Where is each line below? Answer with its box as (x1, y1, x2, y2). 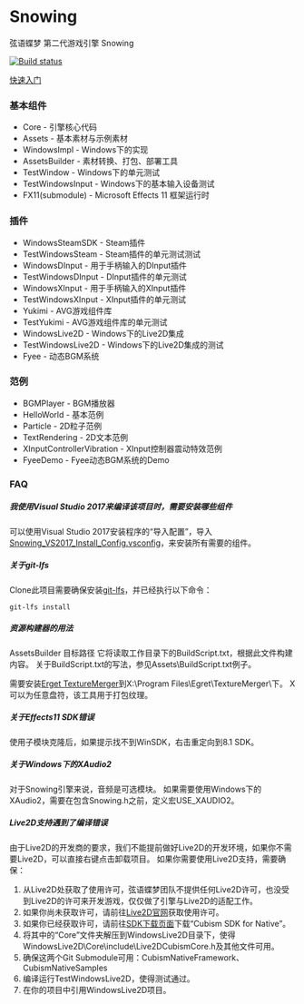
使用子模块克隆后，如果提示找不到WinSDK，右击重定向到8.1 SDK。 (9, 736, 260, 747)
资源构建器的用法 (9, 623, 74, 634)
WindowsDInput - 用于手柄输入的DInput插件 (22, 260, 188, 271)
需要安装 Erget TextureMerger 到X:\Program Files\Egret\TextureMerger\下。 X (9, 678, 296, 689)
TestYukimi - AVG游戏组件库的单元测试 (22, 316, 168, 328)
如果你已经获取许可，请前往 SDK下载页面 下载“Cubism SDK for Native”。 (22, 918, 291, 929)
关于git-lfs (9, 560, 50, 571)
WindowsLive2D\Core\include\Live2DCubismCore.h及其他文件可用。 (22, 940, 279, 951)
